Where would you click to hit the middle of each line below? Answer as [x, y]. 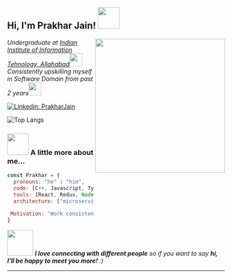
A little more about [62, 152]
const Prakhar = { [33, 176]
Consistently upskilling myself [50, 71]
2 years [18, 93]
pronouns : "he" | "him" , [49, 182]
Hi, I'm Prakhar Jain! [52, 26]
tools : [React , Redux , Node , [55, 194]
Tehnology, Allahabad [39, 64]
